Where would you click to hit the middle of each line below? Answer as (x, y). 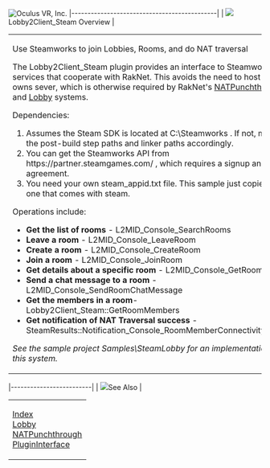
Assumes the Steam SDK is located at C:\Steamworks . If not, (141, 133)
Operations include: (49, 211)
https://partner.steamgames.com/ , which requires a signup (138, 163)
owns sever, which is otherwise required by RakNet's (112, 87)
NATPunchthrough (47, 434)
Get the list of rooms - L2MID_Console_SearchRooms (129, 230)
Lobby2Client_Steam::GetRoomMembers (103, 310)
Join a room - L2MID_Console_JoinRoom (104, 260)
